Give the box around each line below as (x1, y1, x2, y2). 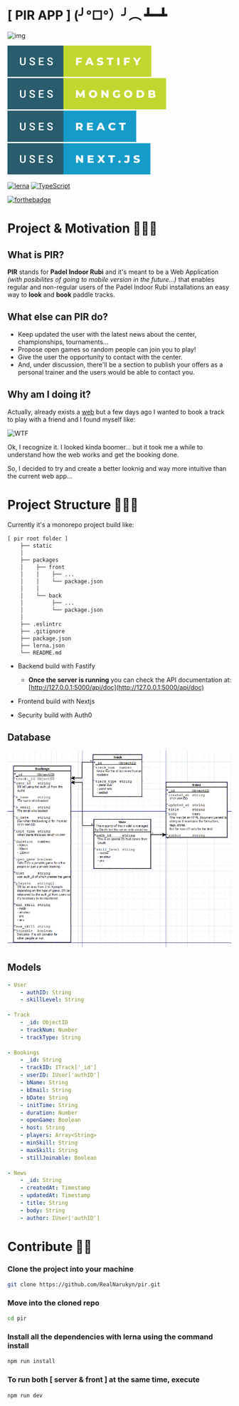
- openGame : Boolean (20, 1116, 81, 1124)
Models (7, 962, 41, 974)
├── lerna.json (20, 642, 65, 649)
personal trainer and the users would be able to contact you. (17, 367, 195, 376)
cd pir (7, 1315, 27, 1323)
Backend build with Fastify (17, 661, 96, 670)
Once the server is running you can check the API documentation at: (28, 676, 232, 684)
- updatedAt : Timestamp (20, 1192, 91, 1199)
